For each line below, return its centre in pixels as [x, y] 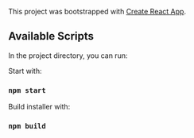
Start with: [25, 71]
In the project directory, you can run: [68, 56]
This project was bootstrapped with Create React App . [97, 11]
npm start [27, 90]
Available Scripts [51, 36]
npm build [27, 126]
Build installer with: [39, 107]
